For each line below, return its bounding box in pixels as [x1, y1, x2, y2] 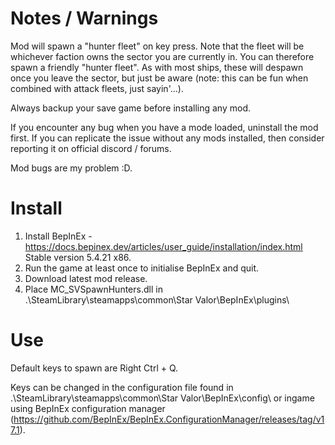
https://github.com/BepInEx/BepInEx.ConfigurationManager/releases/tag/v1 [13, 413, 325, 425]
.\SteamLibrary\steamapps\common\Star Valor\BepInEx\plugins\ [24, 293, 290, 306]
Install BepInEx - [24, 230, 93, 242]
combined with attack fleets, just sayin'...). [10, 82, 184, 94]
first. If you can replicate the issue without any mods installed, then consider [10, 132, 325, 144]
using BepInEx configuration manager [10, 402, 166, 414]
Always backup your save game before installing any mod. [10, 102, 251, 114]
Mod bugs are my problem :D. [10, 162, 133, 174]
